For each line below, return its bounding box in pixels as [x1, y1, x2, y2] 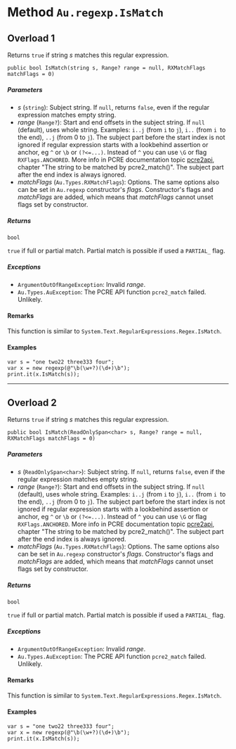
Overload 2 [7, 397, 58, 409]
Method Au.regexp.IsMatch [7, 4, 164, 20]
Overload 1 [7, 32, 55, 44]
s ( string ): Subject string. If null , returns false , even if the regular [17, 103, 210, 111]
